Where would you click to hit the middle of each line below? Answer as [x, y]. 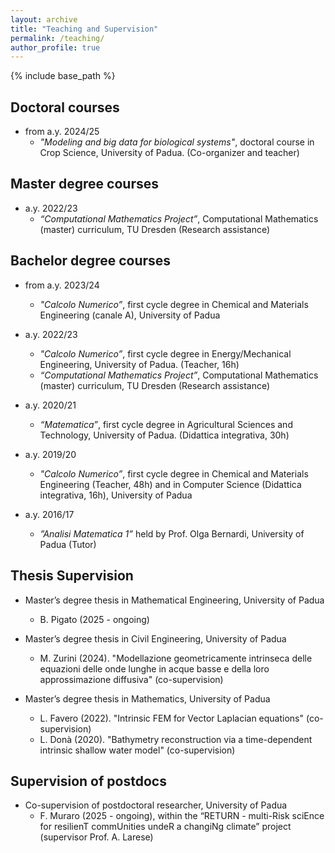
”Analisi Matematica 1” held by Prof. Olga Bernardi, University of [172, 533]
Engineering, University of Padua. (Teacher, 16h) [139, 364]
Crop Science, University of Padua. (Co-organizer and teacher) [169, 153]
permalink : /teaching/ [57, 38]
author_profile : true [55, 47]
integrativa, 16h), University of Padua [116, 495]
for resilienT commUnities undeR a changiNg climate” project [165, 827]
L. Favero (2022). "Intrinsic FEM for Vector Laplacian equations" [172, 718]
